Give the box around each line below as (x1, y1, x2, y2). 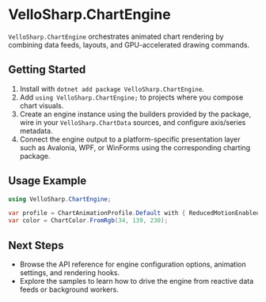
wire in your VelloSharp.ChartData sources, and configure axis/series (19, 117, 246, 127)
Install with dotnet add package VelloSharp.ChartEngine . (19, 84, 204, 93)
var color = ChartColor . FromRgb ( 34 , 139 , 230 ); (8, 217, 169, 225)
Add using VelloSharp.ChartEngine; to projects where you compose (19, 92, 244, 102)
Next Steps (8, 239, 64, 252)
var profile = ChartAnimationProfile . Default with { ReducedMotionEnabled (8, 210, 260, 217)
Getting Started (8, 63, 86, 77)
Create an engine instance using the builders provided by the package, (19, 109, 252, 119)
